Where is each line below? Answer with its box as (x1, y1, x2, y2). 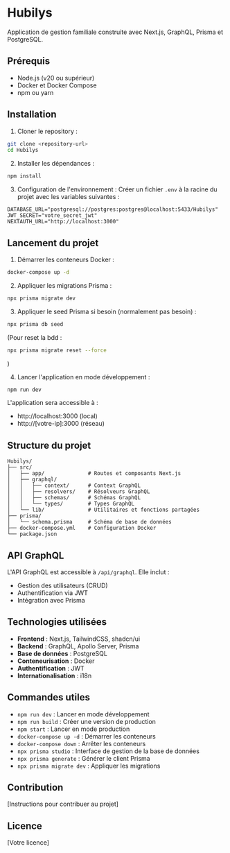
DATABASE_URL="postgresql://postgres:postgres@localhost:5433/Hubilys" (7, 206, 218, 213)
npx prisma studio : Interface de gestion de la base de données (17, 747, 200, 755)
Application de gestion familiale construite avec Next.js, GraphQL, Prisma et (7, 28, 224, 36)
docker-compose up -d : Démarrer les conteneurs (17, 732, 156, 740)
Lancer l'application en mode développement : (17, 372, 150, 381)
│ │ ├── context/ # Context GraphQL (7, 482, 141, 490)
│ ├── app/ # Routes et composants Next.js (7, 470, 182, 477)
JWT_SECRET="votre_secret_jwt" (7, 212, 98, 219)
